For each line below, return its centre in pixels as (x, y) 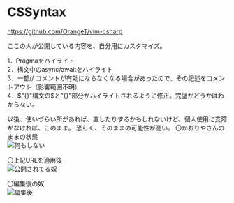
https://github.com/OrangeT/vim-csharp (65, 31)
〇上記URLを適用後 (35, 160)
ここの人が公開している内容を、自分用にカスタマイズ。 (87, 45)
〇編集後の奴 (25, 183)
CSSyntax (37, 12)
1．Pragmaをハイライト (41, 61)
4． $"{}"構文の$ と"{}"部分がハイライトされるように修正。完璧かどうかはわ (116, 96)
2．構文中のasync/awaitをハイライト (60, 69)
